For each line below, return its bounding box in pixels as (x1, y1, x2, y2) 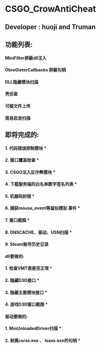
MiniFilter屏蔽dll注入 (5, 55, 47, 61)
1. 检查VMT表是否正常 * (5, 265, 52, 271)
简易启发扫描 (5, 115, 30, 121)
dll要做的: (5, 253, 25, 259)
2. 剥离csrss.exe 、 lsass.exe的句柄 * (5, 338, 81, 344)
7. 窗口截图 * (5, 217, 30, 223)
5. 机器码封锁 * (5, 193, 35, 199)
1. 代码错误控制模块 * (5, 145, 47, 151)
